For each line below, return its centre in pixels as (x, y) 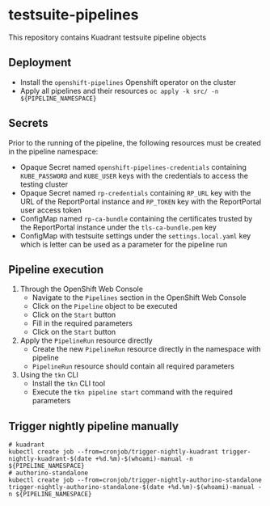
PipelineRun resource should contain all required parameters (133, 366)
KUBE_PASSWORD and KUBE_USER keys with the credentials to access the (134, 175)
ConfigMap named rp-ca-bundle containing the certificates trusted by (136, 218)
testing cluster (44, 184)
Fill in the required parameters (82, 323)
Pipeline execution (56, 270)
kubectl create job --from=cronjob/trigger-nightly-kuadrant (114, 452)
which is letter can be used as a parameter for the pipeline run (124, 244)
